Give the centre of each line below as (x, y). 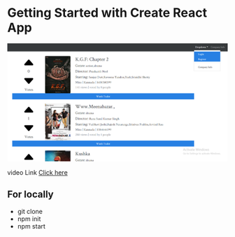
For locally (30, 195)
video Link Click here (37, 172)
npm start (31, 226)
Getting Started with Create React (107, 13)
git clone (30, 211)
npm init (29, 219)
